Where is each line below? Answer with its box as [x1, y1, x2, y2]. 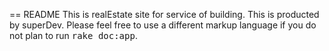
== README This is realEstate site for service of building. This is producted [9, 9, 320, 20]
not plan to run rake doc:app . [9, 30, 138, 41]
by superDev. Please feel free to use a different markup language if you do [9, 19, 317, 31]
